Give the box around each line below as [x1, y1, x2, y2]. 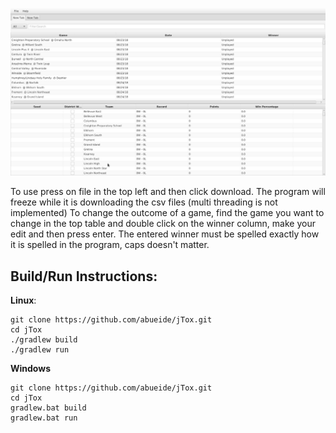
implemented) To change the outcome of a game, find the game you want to [10, 207, 325, 219]
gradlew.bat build [10, 403, 87, 413]
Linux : [10, 294, 37, 307]
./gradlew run [10, 345, 70, 355]
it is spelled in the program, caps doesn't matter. [10, 239, 210, 251]
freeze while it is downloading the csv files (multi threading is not [10, 196, 278, 208]
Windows [10, 363, 51, 375]
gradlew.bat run [10, 413, 78, 423]
